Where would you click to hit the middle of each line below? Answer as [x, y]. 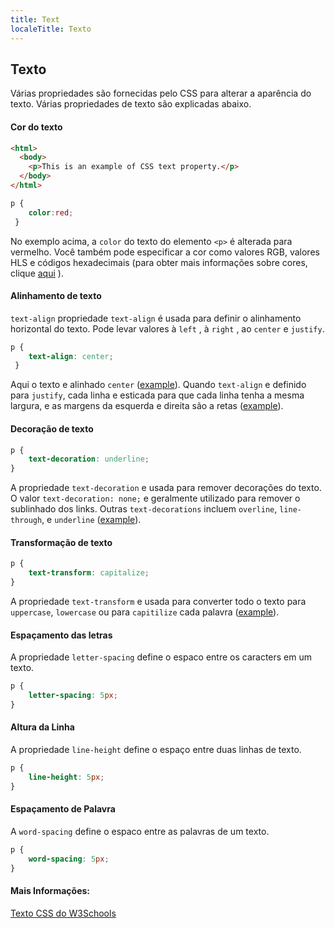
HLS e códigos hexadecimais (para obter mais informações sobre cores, [159, 262]
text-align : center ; [71, 356]
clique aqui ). [37, 273]
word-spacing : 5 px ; [69, 859]
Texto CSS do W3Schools [63, 913]
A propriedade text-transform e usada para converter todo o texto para [158, 601]
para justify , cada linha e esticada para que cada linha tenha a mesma [157, 395]
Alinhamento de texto [56, 296]
